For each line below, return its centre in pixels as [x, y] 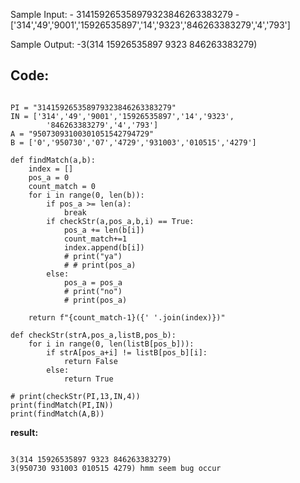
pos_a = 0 [49, 177]
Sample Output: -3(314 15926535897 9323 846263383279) [134, 44]
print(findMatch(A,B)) [57, 414]
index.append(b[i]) [104, 247]
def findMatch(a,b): [53, 160]
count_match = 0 [62, 186]
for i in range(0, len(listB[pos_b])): [111, 344]
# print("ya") [93, 256]
